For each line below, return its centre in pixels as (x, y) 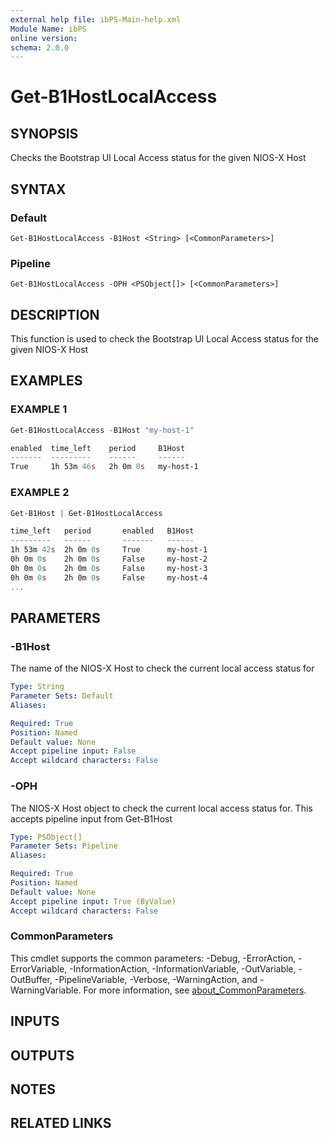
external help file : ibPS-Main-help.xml (96, 19)
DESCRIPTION (55, 314)
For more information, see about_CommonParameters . (195, 990)
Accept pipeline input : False (73, 751)
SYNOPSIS (44, 133)
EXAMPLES (46, 381)
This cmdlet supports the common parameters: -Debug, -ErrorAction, (153, 958)
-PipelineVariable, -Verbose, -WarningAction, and (156, 979)
